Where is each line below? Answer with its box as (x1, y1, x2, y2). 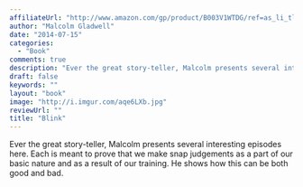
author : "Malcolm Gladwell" (9, 22, 115, 31)
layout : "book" (9, 89, 67, 98)
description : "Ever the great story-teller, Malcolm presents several (9, 64, 280, 73)
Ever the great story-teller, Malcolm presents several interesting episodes (9, 139, 282, 150)
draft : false (9, 72, 59, 81)
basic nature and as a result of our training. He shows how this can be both (9, 158, 289, 169)
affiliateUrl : (9, 13, 63, 23)
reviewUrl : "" (9, 106, 63, 115)
